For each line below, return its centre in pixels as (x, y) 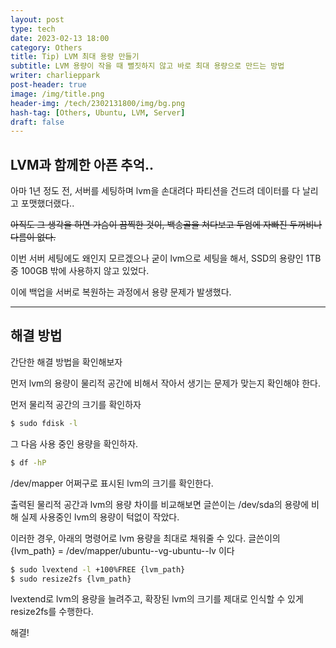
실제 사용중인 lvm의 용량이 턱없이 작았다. (100, 517)
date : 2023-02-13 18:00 (60, 38)
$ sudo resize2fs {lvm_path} (71, 579)
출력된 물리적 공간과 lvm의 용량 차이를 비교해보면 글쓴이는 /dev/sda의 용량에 (160, 504)
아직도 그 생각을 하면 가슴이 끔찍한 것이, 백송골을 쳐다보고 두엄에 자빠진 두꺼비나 (166, 225)
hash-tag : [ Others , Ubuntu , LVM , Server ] (98, 112)
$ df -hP (28, 462)
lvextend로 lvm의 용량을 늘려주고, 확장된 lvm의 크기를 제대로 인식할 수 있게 (157, 599)
